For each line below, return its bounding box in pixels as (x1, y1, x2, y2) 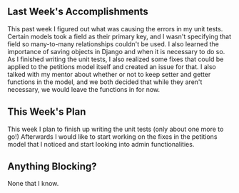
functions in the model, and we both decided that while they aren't (7, 78, 203, 86)
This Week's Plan (7, 106, 86, 118)
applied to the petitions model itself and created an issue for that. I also (7, 62, 216, 71)
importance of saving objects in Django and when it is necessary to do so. (7, 47, 225, 56)
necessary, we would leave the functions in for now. (7, 85, 161, 93)
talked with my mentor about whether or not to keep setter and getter (7, 70, 211, 78)
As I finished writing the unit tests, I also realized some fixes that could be (7, 55, 224, 63)
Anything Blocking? (7, 160, 98, 173)
